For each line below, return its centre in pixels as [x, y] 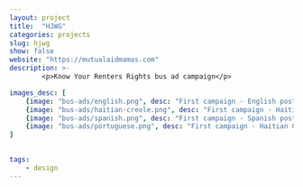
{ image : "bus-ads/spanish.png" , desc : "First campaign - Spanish [151, 118]
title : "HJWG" [38, 26]
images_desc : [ [38, 93]
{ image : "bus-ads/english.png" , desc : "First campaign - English [151, 101]
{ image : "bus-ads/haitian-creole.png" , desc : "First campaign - [149, 109]
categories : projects [50, 34]
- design [42, 168]
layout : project [40, 18]
